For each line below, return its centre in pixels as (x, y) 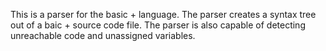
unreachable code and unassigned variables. (103, 35)
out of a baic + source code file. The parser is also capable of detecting (158, 25)
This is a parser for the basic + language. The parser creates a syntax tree (163, 14)
